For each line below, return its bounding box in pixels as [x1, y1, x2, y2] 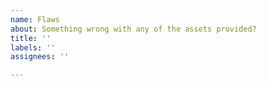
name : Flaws [10, 14, 60, 25]
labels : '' [10, 42, 56, 53]
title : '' [10, 33, 52, 43]
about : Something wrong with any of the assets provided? [10, 24, 257, 34]
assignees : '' [10, 52, 70, 62]
